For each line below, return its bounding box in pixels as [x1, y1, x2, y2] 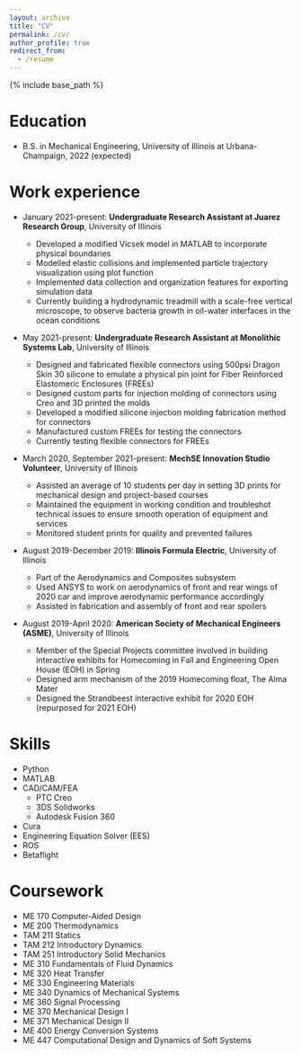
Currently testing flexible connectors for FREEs [35, 435, 209, 446]
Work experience [9, 182, 141, 202]
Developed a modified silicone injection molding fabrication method [35, 406, 286, 418]
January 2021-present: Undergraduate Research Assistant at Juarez [22, 211, 281, 222]
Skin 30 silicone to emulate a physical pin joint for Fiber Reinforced [35, 368, 283, 379]
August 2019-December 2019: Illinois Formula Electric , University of [22, 545, 277, 555]
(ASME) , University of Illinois [22, 627, 129, 638]
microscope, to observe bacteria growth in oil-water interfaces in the [35, 305, 291, 315]
